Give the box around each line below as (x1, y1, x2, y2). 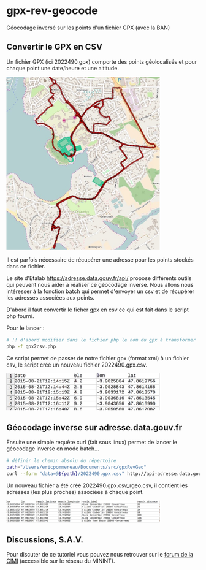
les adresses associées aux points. (6, 294, 95, 301)
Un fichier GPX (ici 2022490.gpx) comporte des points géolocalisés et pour (6, 58, 197, 65)
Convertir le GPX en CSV (6, 42, 103, 52)
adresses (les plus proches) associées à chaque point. (6, 488, 144, 495)
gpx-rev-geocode (6, 4, 98, 18)
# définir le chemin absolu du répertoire (6, 458, 116, 464)
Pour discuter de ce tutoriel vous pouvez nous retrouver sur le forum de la (6, 550, 193, 558)
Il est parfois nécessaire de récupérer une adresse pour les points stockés (6, 256, 194, 264)
